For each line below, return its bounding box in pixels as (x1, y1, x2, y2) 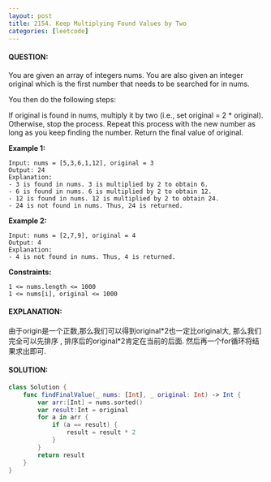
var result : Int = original (37, 406, 129, 414)
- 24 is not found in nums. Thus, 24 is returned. (8, 201, 183, 209)
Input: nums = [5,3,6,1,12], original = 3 (8, 159, 154, 167)
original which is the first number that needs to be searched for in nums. (8, 79, 250, 88)
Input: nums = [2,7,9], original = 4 (8, 231, 136, 239)
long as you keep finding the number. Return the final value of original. (8, 127, 243, 137)
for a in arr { (37, 413, 89, 422)
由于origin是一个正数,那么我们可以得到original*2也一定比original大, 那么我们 (8, 325, 262, 335)
